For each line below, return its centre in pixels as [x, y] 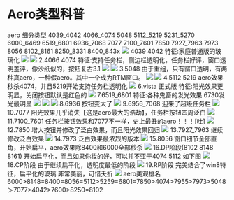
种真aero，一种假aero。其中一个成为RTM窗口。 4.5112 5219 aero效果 [115, 77]
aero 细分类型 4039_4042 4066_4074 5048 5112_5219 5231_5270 [101, 35]
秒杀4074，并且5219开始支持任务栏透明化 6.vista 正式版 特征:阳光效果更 [115, 86]
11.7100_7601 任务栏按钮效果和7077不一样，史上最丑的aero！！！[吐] [107, 121]
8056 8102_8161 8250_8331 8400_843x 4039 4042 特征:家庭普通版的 [111, 51]
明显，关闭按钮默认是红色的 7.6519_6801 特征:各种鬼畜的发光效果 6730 [113, 94]
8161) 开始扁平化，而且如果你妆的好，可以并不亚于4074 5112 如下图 [104, 156]
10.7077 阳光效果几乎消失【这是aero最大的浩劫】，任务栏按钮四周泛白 [107, 112]
